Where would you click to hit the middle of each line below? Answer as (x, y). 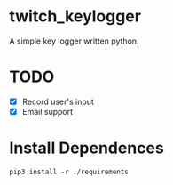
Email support (47, 111)
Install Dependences (86, 148)
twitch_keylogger (75, 16)
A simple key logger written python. (74, 41)
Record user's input (58, 101)
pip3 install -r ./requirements (69, 172)
